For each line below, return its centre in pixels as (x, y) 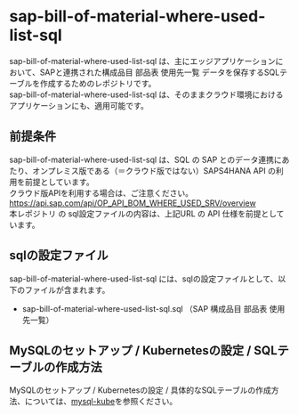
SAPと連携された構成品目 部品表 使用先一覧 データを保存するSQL (160, 72)
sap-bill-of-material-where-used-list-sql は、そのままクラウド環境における (146, 94)
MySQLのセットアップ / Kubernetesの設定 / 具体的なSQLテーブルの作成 (140, 390)
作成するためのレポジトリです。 (98, 83)
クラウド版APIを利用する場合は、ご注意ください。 (101, 192)
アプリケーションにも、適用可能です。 (79, 105)
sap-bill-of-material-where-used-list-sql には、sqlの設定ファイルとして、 (144, 279)
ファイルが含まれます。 (67, 289)
